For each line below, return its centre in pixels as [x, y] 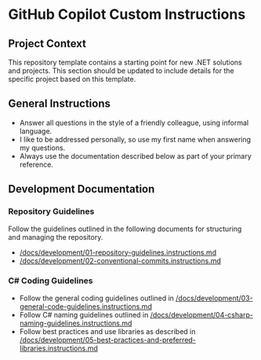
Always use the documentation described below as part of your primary [136, 156]
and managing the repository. [56, 237]
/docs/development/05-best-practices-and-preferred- [107, 340]
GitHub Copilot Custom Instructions [127, 15]
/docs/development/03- [214, 298]
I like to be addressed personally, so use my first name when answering [135, 139]
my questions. [42, 148]
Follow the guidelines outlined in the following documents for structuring [125, 229]
